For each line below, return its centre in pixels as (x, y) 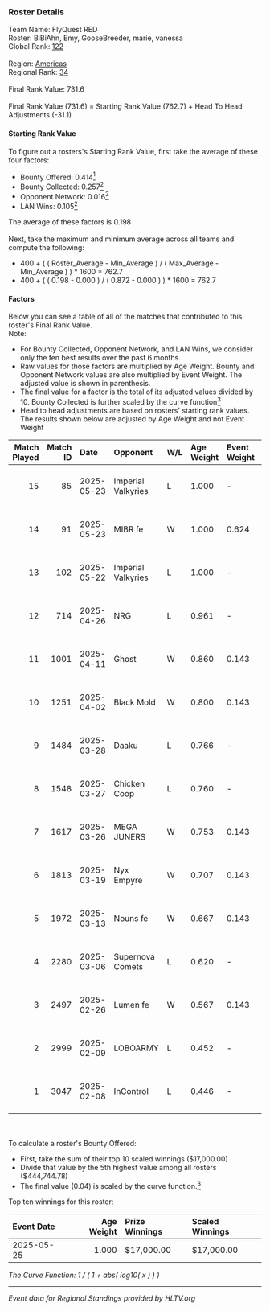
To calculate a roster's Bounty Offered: (72, 1143)
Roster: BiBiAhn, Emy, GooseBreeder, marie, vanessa (96, 38)
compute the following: (46, 248)
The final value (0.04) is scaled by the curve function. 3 (110, 1185)
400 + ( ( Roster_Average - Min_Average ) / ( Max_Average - (119, 263)
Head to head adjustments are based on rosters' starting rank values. (135, 410)
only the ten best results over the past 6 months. (100, 358)
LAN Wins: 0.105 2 (49, 206)
